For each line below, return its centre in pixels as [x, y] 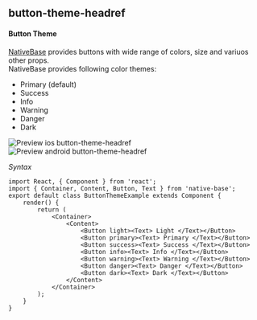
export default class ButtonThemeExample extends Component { [115, 195]
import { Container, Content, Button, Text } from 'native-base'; [122, 188]
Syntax [20, 166]
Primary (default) [48, 84]
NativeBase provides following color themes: [83, 68]
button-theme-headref [67, 13]
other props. [29, 60]
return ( [52, 209]
